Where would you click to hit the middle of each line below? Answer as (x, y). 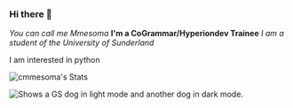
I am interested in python (55, 60)
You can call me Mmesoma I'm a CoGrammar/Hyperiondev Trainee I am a (146, 34)
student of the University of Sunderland (82, 42)
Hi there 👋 (31, 14)
